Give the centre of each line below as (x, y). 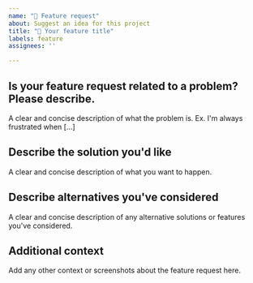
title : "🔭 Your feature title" (61, 31)
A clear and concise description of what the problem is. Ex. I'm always (126, 118)
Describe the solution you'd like (90, 152)
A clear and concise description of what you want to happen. (110, 172)
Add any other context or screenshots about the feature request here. (125, 270)
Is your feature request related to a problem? (123, 86)
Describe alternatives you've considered (114, 197)
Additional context (56, 251)
